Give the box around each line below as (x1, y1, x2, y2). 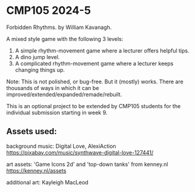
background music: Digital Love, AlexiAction (6, 142, 116, 150)
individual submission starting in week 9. (6, 109, 108, 116)
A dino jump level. (15, 53, 60, 60)
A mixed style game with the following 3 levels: (6, 35, 124, 42)
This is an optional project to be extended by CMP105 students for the (6, 102, 181, 109)
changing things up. (15, 66, 65, 73)
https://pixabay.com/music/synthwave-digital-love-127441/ (6, 149, 154, 156)
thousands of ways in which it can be (6, 84, 99, 91)
